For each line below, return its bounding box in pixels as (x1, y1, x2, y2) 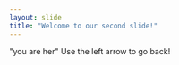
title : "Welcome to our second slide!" (9, 21, 158, 30)
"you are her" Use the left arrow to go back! (9, 45, 171, 56)
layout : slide (9, 12, 63, 22)
